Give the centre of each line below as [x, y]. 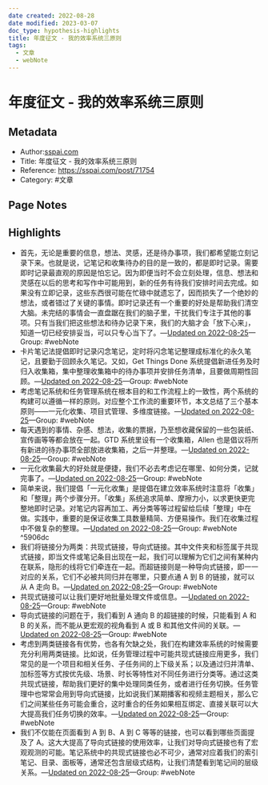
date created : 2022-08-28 [51, 16]
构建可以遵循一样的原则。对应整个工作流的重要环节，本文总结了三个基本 [139, 402]
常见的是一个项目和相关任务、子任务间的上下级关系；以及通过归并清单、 [139, 664]
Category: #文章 [46, 179]
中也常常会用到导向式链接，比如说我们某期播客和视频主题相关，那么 [139, 694]
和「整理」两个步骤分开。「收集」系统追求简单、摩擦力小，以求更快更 [134, 499]
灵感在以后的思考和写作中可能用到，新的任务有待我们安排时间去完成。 [136, 283]
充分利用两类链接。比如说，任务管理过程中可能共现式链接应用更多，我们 [139, 654]
